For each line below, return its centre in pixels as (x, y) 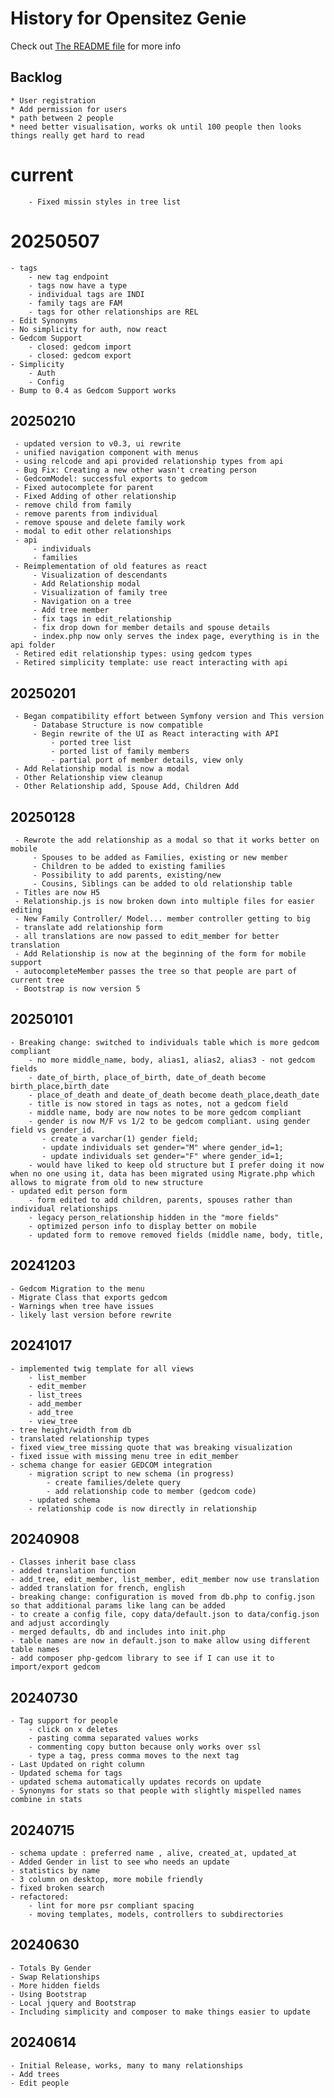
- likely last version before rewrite (91, 1315)
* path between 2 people (62, 118)
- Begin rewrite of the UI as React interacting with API (156, 734)
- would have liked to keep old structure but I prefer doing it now (176, 1165)
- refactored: (40, 1897)
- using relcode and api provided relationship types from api (149, 462)
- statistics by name (55, 1870)
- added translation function (73, 1571)
